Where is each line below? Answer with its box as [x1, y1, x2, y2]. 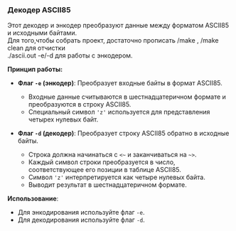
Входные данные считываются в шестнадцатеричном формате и [28, 92, 226, 101]
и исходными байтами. [7, 28, 77, 37]
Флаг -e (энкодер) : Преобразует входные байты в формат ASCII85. [17, 79, 222, 87]
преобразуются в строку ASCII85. [28, 100, 132, 109]
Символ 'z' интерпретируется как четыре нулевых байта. [28, 173, 206, 182]
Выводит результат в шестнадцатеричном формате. [28, 181, 187, 189]
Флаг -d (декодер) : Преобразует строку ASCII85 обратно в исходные [17, 129, 230, 138]
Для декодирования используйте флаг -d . [17, 215, 146, 225]
